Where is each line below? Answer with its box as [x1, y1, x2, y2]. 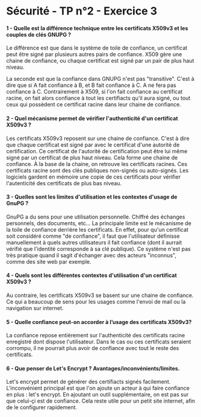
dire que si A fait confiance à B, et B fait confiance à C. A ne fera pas [6, 81, 176, 89]
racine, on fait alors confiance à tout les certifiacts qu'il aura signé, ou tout [6, 95, 191, 102]
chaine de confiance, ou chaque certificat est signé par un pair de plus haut [6, 57, 194, 65]
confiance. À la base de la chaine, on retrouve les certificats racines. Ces [6, 160, 188, 167]
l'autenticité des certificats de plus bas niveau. [6, 179, 122, 186]
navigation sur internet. [6, 305, 64, 311]
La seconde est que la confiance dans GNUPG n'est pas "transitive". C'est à [6, 75, 194, 83]
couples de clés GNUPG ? [6, 31, 71, 38]
